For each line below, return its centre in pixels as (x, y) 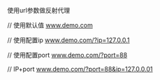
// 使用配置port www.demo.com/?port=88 (67, 55)
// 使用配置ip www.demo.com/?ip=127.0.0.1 (69, 40)
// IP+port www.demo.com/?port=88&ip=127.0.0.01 (80, 69)
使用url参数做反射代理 (39, 10)
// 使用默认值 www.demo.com (50, 25)
